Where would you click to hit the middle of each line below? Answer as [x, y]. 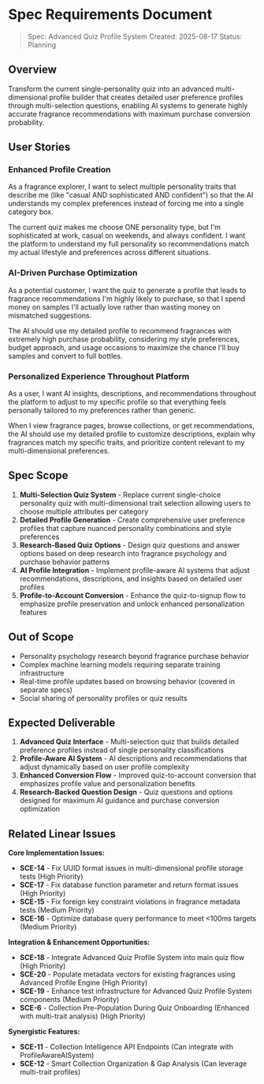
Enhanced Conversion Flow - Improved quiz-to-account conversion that [138, 775]
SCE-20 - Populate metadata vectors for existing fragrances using [127, 974]
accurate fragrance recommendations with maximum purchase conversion [129, 114]
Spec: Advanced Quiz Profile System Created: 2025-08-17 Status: [135, 36]
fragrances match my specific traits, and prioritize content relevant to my [126, 442]
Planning [42, 44]
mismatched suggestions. [50, 315]
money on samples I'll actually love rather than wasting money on [114, 307]
